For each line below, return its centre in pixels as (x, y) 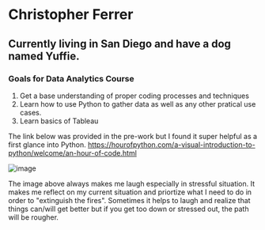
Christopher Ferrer (71, 15)
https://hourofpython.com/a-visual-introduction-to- (171, 145)
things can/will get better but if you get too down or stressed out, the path (129, 209)
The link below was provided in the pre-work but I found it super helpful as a (133, 136)
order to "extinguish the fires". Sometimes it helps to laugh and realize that (129, 200)
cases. (30, 112)
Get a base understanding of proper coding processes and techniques (134, 96)
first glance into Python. (47, 145)
